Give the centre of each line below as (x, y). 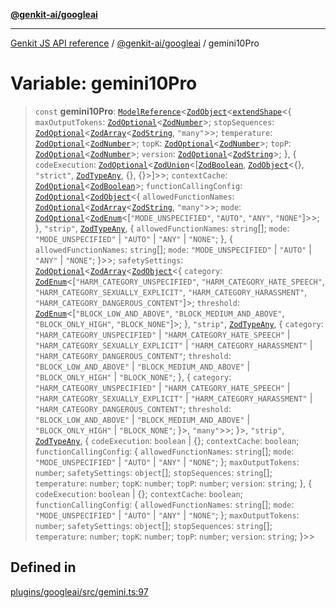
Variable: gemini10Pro (104, 83)
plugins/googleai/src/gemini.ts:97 (79, 591)
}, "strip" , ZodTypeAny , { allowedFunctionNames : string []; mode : (162, 228)
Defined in (43, 567)
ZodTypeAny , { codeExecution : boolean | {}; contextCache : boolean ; (167, 440)
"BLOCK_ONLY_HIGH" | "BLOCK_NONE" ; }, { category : (133, 376)
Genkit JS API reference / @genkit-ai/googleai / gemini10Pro (135, 43)
